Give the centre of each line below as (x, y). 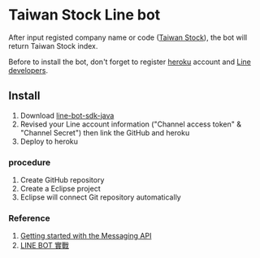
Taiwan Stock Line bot (84, 15)
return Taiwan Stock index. (53, 45)
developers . (28, 70)
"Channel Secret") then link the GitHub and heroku (105, 132)
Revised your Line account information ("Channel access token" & (131, 124)
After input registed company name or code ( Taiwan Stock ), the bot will (128, 37)
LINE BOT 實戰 (44, 246)
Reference (29, 218)
